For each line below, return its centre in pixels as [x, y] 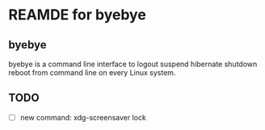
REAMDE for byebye [78, 15]
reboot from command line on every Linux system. [92, 73]
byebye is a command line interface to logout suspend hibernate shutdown [133, 64]
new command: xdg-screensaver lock [83, 117]
